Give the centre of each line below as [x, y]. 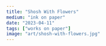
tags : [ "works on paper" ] [38, 28]
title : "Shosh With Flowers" [43, 12]
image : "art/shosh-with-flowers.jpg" [53, 34]
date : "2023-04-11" [31, 23]
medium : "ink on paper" [36, 17]
